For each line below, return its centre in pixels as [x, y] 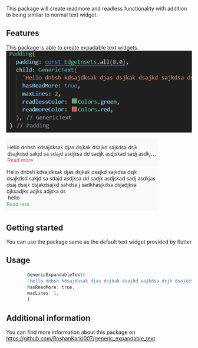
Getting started [35, 227]
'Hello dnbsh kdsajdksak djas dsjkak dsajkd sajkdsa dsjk [100, 281]
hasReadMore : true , [51, 287]
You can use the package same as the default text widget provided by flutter [99, 242]
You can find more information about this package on [71, 332]
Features [23, 33]
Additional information [48, 318]
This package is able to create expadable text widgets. [72, 47]
